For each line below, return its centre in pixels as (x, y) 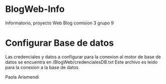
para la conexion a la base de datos (42, 67)
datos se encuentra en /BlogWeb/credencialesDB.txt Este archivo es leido (81, 62)
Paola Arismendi (22, 77)
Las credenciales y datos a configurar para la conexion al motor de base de (83, 57)
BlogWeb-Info (35, 9)
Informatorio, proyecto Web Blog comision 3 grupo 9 (60, 23)
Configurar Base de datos (60, 43)
